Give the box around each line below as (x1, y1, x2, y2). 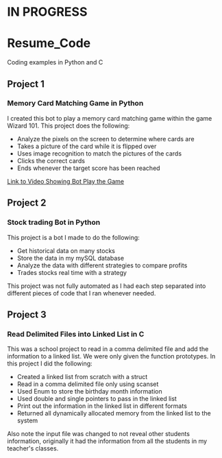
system (16, 416, 38, 425)
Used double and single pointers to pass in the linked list (16, 395, 177, 403)
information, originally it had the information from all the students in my (7, 437, 208, 446)
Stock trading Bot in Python (7, 217, 101, 227)
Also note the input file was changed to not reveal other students (7, 430, 190, 438)
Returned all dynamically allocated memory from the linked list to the (16, 409, 211, 418)
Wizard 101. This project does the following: (7, 121, 130, 130)
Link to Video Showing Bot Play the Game (7, 177, 125, 185)
